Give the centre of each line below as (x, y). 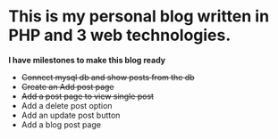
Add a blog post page (61, 124)
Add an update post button (71, 115)
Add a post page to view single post (87, 96)
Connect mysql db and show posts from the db (108, 77)
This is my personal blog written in (139, 16)
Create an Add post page (67, 86)
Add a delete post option (67, 105)
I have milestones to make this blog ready (87, 60)
